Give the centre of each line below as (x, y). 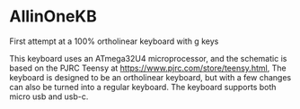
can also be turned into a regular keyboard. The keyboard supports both (143, 87)
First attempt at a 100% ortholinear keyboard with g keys (114, 41)
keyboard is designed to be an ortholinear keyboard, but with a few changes (150, 77)
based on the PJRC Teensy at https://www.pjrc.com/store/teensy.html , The (148, 68)
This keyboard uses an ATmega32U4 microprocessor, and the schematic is (148, 58)
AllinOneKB (53, 17)
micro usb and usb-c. (49, 96)
